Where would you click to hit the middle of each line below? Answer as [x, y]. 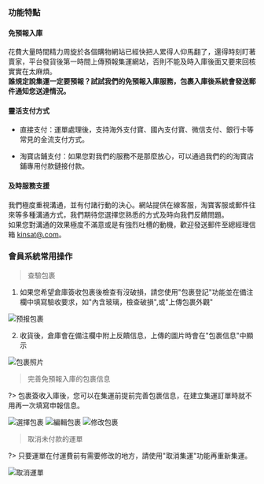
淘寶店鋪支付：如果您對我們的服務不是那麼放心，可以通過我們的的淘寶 [133, 156]
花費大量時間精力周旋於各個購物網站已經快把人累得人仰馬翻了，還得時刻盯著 [132, 52]
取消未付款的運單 [55, 438]
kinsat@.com [38, 234]
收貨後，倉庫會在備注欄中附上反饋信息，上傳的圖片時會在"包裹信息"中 [133, 335]
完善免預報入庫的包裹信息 [69, 378]
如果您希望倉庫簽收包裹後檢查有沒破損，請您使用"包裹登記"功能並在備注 [136, 292]
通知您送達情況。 [42, 91]
